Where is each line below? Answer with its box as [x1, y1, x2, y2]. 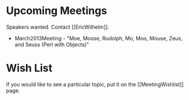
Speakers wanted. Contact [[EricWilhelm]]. [6, 23, 110, 30]
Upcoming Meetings [6, 4, 107, 18]
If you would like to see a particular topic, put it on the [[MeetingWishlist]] [6, 81, 184, 88]
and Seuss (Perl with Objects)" [14, 41, 89, 48]
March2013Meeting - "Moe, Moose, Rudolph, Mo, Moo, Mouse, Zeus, [14, 35, 183, 42]
